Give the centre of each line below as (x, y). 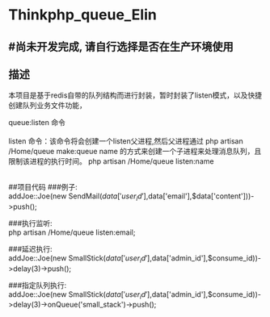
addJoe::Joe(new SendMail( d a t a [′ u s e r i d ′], (78, 197)
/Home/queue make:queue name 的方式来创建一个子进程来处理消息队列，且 (135, 151)
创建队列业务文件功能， (47, 105)
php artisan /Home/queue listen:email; (72, 232)
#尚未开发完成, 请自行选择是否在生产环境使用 (121, 46)
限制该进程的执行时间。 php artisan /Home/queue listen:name (111, 161)
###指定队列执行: (38, 285)
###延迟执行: (30, 248)
